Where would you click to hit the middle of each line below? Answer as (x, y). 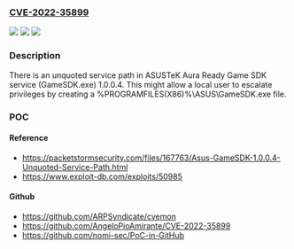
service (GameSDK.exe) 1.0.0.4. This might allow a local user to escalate (141, 84)
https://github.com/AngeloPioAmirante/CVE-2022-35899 (126, 226)
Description (35, 56)
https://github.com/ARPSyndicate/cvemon (99, 216)
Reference (29, 138)
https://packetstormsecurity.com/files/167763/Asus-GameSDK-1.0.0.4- (151, 158)
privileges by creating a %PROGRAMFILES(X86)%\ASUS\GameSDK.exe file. (148, 94)
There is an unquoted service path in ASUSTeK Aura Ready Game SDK (138, 75)
